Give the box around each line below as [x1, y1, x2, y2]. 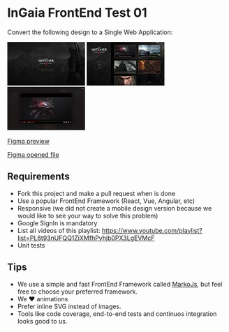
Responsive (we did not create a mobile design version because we [17, 204, 212, 212]
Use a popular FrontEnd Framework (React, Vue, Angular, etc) [17, 197, 195, 205]
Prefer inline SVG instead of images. [17, 302, 121, 310]
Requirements [7, 171, 70, 183]
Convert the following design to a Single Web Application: [7, 28, 173, 36]
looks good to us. [17, 317, 68, 325]
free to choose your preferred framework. [17, 287, 138, 296]
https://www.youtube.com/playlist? [101, 226, 202, 234]
